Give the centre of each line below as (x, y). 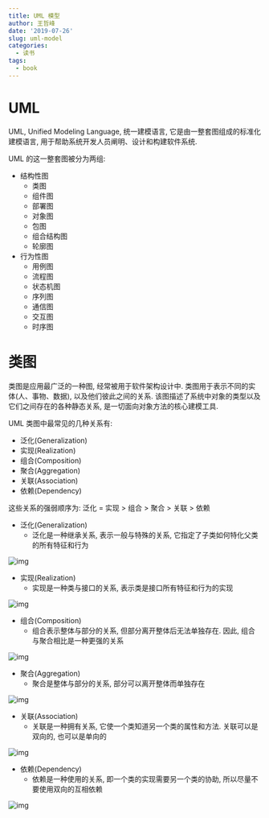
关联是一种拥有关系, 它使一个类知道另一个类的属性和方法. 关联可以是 (145, 726)
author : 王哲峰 (32, 23)
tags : (17, 61)
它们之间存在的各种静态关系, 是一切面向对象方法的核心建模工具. (114, 406)
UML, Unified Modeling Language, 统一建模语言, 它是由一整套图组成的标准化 (135, 131)
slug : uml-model (35, 38)
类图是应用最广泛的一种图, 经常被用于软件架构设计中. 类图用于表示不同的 (128, 386)
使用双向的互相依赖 (71, 789)
